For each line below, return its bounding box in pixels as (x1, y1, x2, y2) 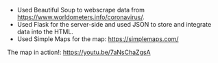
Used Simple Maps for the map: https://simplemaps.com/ (16, 35, 179, 43)
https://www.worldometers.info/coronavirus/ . (16, 13, 145, 21)
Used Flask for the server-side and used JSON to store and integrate (16, 21, 212, 28)
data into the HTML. (16, 27, 74, 36)
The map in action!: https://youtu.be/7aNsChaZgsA (7, 48, 151, 56)
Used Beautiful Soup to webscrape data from (16, 6, 145, 14)
